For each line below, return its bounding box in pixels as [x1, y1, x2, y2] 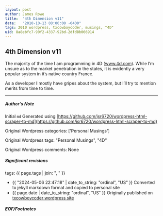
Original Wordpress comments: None [5, 147, 79, 152]
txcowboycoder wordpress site [12, 195, 74, 200]
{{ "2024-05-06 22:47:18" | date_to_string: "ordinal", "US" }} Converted [12, 179, 155, 185]
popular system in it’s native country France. [5, 71, 94, 77]
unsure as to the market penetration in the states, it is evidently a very [5, 66, 145, 71]
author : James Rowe [5, 12, 45, 17]
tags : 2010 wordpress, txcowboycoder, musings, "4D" [5, 25, 114, 30]
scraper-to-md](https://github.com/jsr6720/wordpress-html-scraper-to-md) [5, 118, 158, 124]
